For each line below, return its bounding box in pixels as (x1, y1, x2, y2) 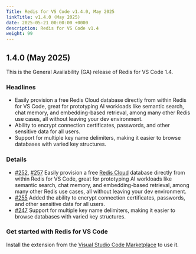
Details (6, 155, 27, 163)
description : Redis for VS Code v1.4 (6, 25, 99, 31)
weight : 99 (6, 31, 33, 37)
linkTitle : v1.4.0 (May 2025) (6, 14, 81, 20)
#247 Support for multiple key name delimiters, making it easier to (14, 207, 176, 214)
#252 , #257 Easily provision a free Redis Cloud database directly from (14, 169, 185, 176)
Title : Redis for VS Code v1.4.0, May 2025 (6, 8, 115, 15)
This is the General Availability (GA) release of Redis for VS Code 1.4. (6, 68, 174, 75)
